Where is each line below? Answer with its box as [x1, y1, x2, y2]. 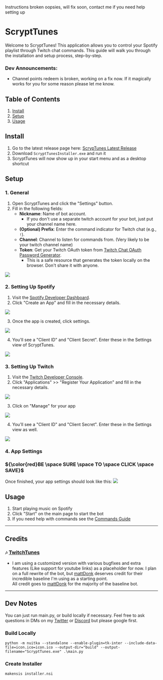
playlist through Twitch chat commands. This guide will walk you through [5, 47, 151, 53]
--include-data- [124, 641, 158, 646]
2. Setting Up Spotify [5, 284, 55, 290]
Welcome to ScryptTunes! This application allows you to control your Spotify [5, 42, 158, 48]
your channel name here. [26, 221, 77, 227]
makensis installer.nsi [5, 671, 53, 677]
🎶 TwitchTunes [5, 549, 40, 556]
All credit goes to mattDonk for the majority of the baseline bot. [12, 580, 138, 587]
